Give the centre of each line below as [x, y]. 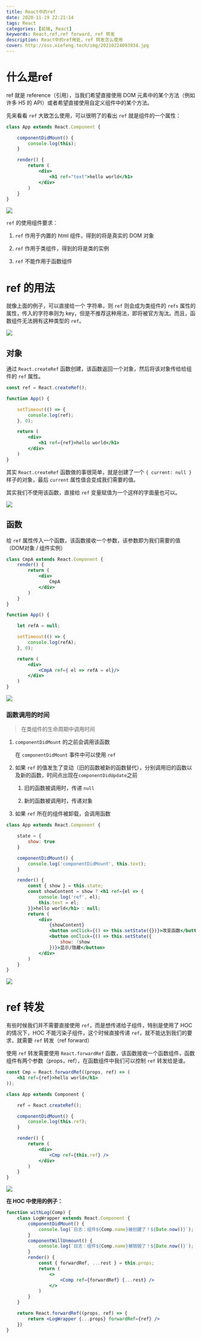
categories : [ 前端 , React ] [39, 29]
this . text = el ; [59, 903]
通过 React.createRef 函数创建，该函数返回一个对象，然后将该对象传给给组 [99, 369]
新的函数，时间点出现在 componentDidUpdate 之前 [79, 775]
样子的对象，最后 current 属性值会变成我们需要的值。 [72, 479]
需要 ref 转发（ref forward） [57, 1040]
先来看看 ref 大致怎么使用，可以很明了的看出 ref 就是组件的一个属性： [94, 115]
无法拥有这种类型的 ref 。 [53, 321]
